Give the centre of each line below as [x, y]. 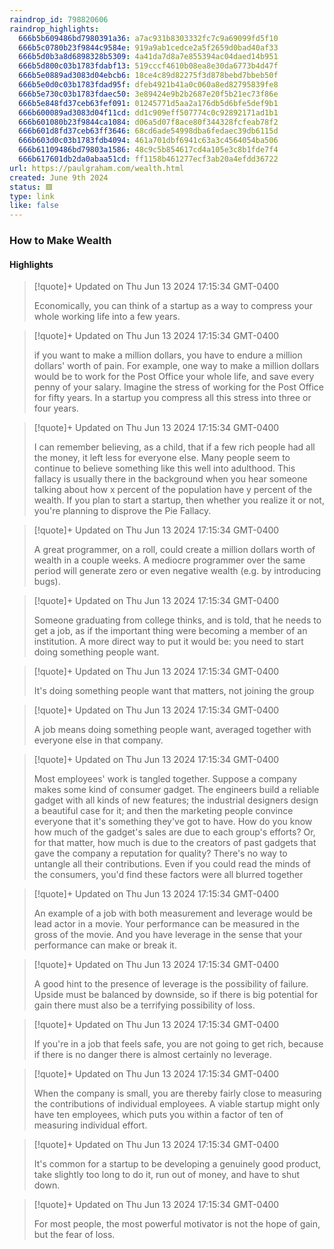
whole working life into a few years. [107, 317]
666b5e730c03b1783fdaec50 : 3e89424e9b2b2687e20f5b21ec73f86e [148, 94]
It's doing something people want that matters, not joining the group [174, 691]
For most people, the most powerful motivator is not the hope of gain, [177, 1224]
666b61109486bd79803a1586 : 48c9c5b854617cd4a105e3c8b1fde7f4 [148, 150]
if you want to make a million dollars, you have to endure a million [168, 355]
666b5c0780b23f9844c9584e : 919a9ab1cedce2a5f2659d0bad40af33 [148, 47]
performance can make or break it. [105, 945]
